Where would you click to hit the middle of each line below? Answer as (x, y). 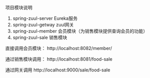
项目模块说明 (19, 7)
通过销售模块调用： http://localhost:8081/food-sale (59, 59)
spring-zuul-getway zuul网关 (43, 25)
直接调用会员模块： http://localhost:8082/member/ (59, 48)
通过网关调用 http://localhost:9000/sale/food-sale (58, 70)
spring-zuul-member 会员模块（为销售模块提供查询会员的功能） (80, 31)
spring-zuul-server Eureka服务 (45, 18)
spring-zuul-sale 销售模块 (40, 37)
